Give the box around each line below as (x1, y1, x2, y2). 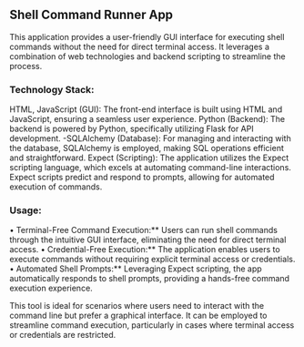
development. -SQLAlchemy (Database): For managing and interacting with (9, 133, 291, 144)
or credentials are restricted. (9, 330, 117, 341)
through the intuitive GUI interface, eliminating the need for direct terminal (9, 234, 287, 245)
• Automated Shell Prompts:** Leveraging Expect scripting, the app (9, 263, 262, 274)
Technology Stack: (9, 83, 95, 96)
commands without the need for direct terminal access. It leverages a (9, 41, 270, 52)
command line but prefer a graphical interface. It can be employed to (9, 310, 268, 321)
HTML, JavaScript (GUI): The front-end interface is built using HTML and (9, 104, 283, 115)
